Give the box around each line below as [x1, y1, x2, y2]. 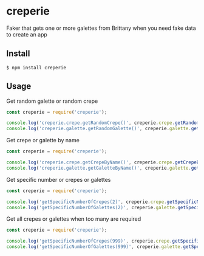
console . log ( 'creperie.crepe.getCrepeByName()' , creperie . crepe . [6, 159, 175, 165]
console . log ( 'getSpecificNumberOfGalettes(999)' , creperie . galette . [6, 244, 183, 250]
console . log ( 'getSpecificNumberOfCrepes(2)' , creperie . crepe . [6, 199, 167, 205]
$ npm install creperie [6, 64, 67, 71]
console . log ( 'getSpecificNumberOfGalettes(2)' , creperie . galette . [6, 204, 178, 210]
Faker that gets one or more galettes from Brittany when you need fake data [6, 24, 196, 32]
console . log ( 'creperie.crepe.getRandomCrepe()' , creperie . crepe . [6, 120, 175, 126]
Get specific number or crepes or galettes [6, 176, 111, 183]
